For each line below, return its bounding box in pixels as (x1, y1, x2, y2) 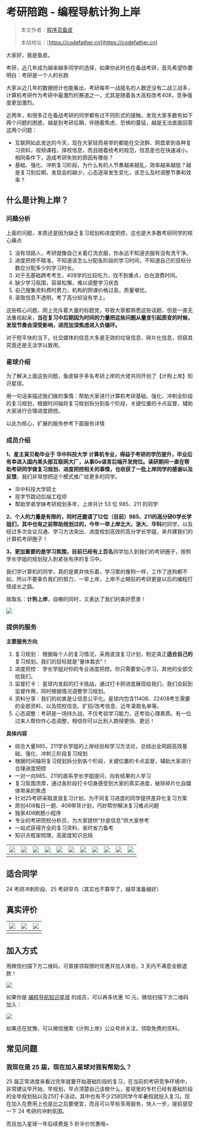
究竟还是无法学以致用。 (6, 341, 63, 348)
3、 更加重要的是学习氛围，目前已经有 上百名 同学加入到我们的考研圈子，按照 (6, 548, 191, 556)
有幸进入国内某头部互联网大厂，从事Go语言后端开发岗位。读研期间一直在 (6, 458, 185, 465)
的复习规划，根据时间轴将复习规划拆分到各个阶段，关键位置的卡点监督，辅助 (6, 399, 193, 407)
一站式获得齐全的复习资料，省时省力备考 (14, 824, 114, 831)
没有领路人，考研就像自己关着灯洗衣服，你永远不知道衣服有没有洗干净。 (14, 249, 191, 256)
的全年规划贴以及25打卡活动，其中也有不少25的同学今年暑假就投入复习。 (6, 1093, 185, 1100)
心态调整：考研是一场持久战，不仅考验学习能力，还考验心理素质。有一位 (14, 709, 191, 717)
